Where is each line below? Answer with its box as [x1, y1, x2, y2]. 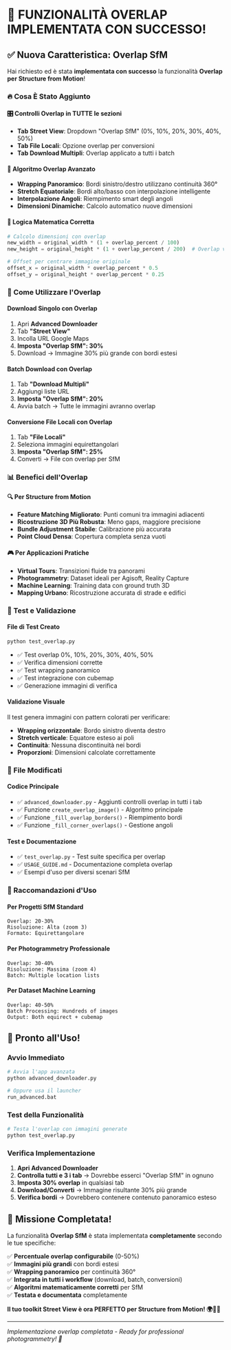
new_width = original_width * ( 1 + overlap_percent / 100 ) [7, 240, 180, 246]
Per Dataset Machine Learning [7, 987, 96, 995]
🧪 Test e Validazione [7, 606, 76, 615]
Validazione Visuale [7, 697, 65, 706]
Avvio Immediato [7, 1053, 65, 1063]
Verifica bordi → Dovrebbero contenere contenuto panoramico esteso [16, 1193, 217, 1201]
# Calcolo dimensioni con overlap [7, 233, 107, 240]
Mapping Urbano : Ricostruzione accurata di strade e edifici [16, 589, 186, 597]
